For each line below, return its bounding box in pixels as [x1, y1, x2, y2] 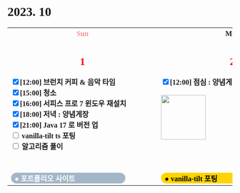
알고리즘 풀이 [21, 142, 64, 151]
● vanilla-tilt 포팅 [164, 174, 218, 183]
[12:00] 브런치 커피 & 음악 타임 [20, 78, 116, 86]
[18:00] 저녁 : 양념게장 [20, 110, 89, 119]
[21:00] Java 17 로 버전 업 [20, 121, 99, 129]
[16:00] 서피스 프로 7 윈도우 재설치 [20, 99, 126, 108]
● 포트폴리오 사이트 [14, 174, 76, 183]
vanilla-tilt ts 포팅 [21, 132, 76, 140]
